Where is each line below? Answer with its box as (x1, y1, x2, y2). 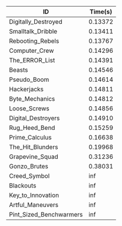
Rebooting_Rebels (9, 37, 60, 45)
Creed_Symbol (9, 172, 50, 180)
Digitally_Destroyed (9, 18, 63, 26)
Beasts (9, 66, 28, 74)
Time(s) (89, 8, 113, 15)
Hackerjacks (9, 85, 44, 93)
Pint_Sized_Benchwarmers (9, 211, 83, 218)
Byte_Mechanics (9, 95, 55, 103)
